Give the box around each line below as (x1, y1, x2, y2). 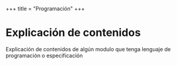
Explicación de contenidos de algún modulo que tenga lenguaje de (5, 45, 171, 52)
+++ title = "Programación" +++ (5, 5, 85, 12)
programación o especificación (5, 52, 83, 59)
